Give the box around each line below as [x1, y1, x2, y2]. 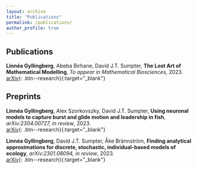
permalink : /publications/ [6, 19, 72, 25]
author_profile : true [6, 25, 59, 31]
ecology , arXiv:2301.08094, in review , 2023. [6, 150, 115, 157]
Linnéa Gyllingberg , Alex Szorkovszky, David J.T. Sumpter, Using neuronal [6, 107, 189, 114]
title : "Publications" [6, 14, 62, 20]
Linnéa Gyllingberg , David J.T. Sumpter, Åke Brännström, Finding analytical [6, 137, 192, 144]
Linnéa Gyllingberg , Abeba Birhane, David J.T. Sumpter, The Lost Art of [6, 62, 181, 69]
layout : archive [6, 8, 46, 15]
